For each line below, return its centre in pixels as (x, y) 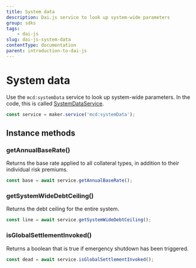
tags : (13, 28)
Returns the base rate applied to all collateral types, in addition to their (93, 163)
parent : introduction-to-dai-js (46, 51)
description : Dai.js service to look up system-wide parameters (88, 17)
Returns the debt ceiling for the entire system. (63, 209)
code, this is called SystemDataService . (55, 103)
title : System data (31, 12)
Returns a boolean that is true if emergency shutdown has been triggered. (97, 248)
